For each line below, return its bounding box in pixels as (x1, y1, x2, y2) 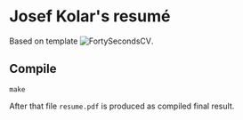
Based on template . (9, 36, 154, 46)
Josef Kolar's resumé (9, 6, 171, 27)
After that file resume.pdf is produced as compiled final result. (9, 100, 235, 111)
